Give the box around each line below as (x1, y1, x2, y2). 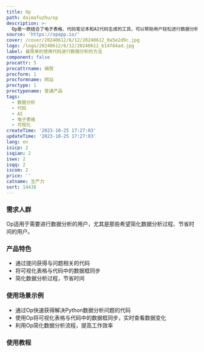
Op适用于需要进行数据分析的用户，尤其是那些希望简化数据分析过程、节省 (6, 220, 189, 228)
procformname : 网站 (6, 77, 54, 83)
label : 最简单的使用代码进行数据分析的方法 (6, 49, 103, 55)
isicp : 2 (6, 144, 29, 151)
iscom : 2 (6, 167, 29, 173)
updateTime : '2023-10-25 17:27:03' (6, 133, 97, 140)
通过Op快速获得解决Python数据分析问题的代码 (15, 306, 131, 314)
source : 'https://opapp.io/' (6, 32, 80, 38)
